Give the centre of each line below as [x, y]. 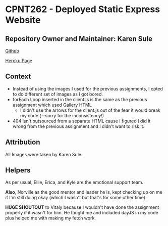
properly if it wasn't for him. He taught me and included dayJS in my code [82, 213]
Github [12, 51]
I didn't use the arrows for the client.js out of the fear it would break [90, 110]
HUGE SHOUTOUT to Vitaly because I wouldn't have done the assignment [82, 207]
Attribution [23, 142]
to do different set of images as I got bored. [58, 94]
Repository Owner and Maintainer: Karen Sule [79, 39]
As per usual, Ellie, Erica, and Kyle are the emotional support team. [74, 183]
